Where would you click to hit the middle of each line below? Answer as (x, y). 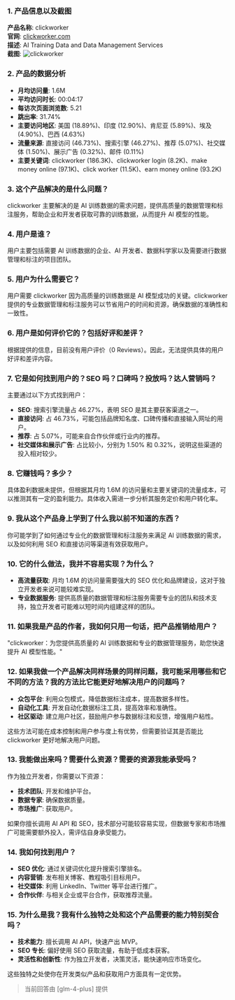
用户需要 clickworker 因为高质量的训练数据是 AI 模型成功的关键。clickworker (117, 296)
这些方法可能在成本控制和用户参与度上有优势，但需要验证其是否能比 (105, 731)
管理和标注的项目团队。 (41, 260)
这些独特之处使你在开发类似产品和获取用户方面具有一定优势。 (96, 974)
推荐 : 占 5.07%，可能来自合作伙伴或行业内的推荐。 (91, 436)
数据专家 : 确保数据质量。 (53, 800)
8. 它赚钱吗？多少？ (40, 473)
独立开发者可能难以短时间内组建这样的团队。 (94, 606)
